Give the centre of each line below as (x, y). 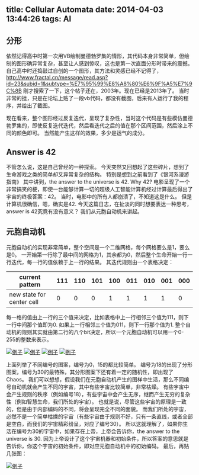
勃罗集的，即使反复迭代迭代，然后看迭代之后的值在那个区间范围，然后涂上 (97, 126)
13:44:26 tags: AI (39, 19)
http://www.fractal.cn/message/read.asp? (57, 78)
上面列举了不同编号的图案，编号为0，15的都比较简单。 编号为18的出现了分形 (99, 364)
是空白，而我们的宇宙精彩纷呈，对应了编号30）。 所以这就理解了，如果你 (94, 423)
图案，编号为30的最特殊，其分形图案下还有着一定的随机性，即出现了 (90, 372)
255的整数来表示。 (29, 339)
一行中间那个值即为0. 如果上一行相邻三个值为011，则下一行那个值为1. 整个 (96, 325)
